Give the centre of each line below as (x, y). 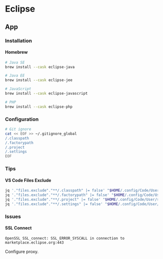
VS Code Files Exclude (28, 180)
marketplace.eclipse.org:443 (34, 243)
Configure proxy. (22, 251)
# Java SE (15, 62)
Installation (19, 41)
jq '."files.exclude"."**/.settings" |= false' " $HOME (62, 204)
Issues (13, 216)
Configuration (22, 119)
